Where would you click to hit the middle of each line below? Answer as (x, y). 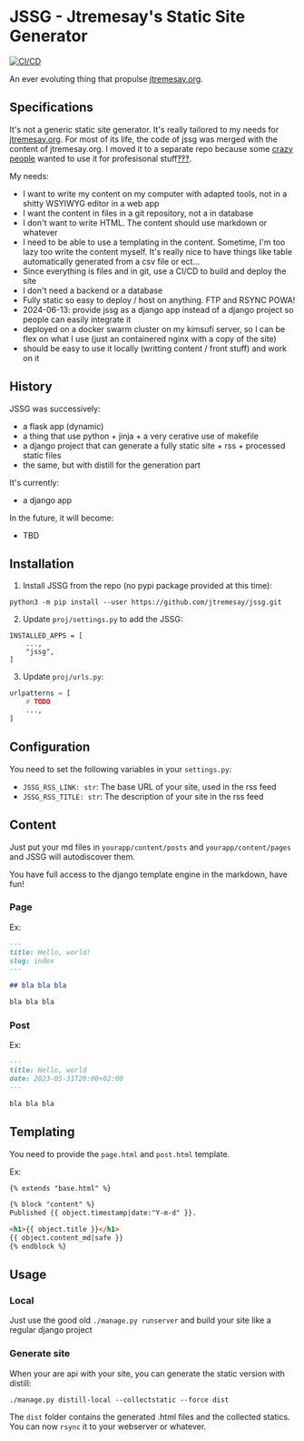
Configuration (50, 747)
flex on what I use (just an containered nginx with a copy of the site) (149, 338)
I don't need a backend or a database (93, 290)
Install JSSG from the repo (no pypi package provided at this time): (147, 586)
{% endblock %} (38, 1246)
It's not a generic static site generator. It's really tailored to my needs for (144, 129)
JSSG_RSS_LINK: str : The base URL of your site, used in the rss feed (149, 786)
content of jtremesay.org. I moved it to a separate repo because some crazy (151, 148)
